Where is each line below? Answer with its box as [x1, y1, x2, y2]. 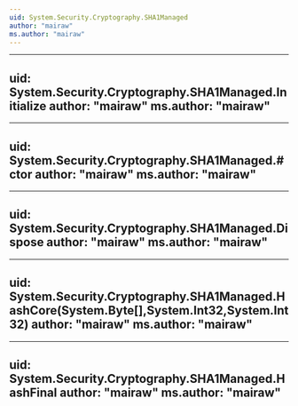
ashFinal [9, 386, 58, 401]
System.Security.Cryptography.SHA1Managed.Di [9, 221, 288, 236]
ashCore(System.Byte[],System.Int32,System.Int [9, 303, 289, 318]
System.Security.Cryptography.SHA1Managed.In [9, 84, 287, 100]
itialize [9, 99, 47, 114]
